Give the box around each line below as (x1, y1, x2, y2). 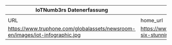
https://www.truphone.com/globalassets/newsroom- (8, 25, 136, 32)
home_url (140, 17, 163, 24)
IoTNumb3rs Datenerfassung (35, 7, 109, 13)
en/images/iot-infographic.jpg (8, 31, 81, 38)
